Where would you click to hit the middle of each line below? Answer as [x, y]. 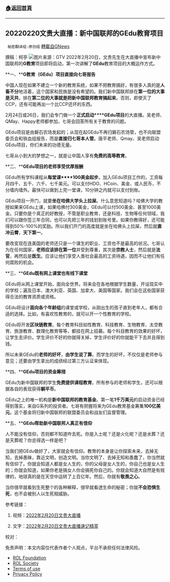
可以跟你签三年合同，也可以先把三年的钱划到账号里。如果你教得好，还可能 [87, 220]
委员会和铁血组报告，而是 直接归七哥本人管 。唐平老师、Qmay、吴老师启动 [82, 139]
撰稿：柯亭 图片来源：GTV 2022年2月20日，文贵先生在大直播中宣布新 [81, 57]
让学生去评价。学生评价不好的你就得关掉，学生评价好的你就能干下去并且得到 [85, 338]
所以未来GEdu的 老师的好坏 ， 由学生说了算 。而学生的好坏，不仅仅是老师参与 [84, 355]
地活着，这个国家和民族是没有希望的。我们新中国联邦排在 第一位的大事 [92, 91]
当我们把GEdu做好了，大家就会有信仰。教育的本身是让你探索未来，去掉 [80, 451]
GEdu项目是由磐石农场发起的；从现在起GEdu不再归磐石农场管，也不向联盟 [83, 132]
